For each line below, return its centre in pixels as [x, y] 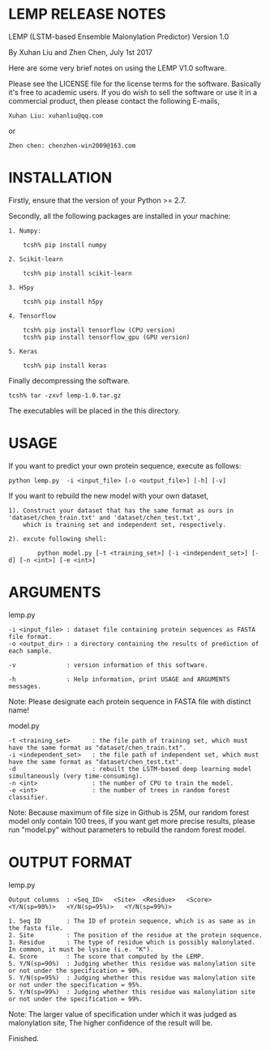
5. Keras [23, 351]
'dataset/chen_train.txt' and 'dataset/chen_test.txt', [105, 517]
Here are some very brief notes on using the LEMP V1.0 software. [118, 68]
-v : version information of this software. [108, 665]
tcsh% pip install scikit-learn [77, 273]
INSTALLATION [60, 178]
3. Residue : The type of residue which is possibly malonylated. [132, 942]
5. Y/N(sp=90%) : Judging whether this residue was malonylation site [132, 963]
